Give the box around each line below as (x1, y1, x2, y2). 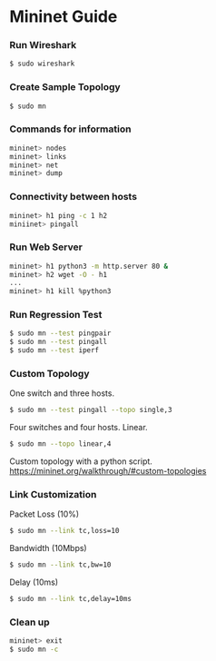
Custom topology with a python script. (9, 456, 152, 467)
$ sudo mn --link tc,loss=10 (9, 527, 120, 536)
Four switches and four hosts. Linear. (9, 422, 148, 433)
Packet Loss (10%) (9, 508, 80, 519)
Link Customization (9, 488, 97, 501)
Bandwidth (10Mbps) (9, 543, 88, 554)
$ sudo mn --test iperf (9, 346, 100, 355)
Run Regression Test (9, 309, 103, 321)
